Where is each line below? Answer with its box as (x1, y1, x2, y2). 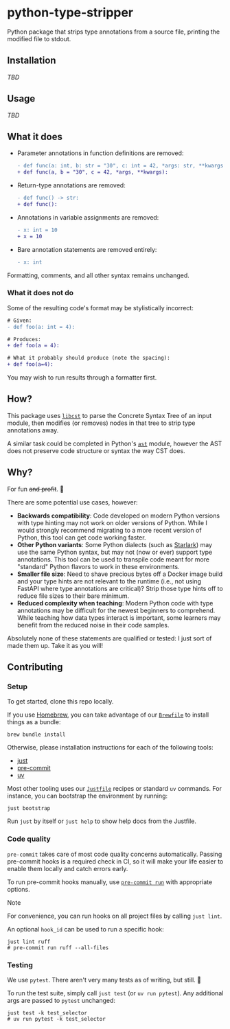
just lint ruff (7, 938, 51, 945)
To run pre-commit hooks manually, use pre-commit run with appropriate (7, 877, 213, 886)
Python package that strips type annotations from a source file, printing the (7, 27, 220, 36)
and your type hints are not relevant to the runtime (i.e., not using (16, 577, 201, 585)
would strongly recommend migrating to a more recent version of (16, 526, 202, 534)
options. (7, 885, 31, 893)
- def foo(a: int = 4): (7, 323, 76, 330)
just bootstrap (7, 805, 51, 812)
